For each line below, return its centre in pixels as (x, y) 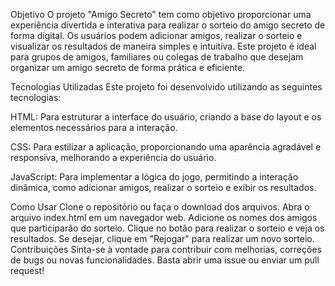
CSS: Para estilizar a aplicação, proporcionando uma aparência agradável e (166, 147)
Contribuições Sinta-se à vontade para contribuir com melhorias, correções (166, 249)
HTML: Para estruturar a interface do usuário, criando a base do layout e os (166, 117)
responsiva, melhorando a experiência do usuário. (113, 157)
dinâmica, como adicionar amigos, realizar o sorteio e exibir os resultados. (163, 187)
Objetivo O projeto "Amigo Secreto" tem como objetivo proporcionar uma (161, 14)
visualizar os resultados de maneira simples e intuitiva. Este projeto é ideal (163, 46)
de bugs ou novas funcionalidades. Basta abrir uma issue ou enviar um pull (165, 260)
